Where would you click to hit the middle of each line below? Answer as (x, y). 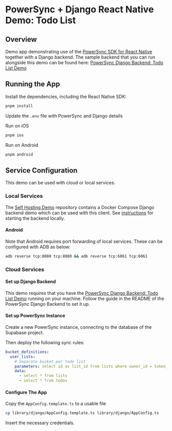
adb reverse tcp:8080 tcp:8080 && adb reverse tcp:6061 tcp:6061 (76, 256)
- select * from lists (43, 376)
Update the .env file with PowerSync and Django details (64, 116)
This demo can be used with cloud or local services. (60, 183)
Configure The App (26, 392)
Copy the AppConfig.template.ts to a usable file (56, 404)
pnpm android (19, 154)
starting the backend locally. (35, 218)
